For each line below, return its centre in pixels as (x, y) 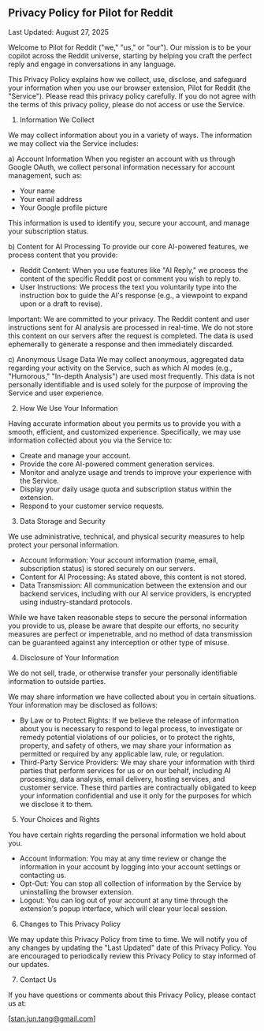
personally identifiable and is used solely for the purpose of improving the (128, 384)
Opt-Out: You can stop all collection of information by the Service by (130, 883)
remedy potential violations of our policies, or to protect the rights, (127, 737)
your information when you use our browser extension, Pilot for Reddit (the (129, 88)
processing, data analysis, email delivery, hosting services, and (122, 779)
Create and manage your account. (75, 455)
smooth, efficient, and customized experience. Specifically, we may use (125, 431)
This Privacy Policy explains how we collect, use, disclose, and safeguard (127, 79)
